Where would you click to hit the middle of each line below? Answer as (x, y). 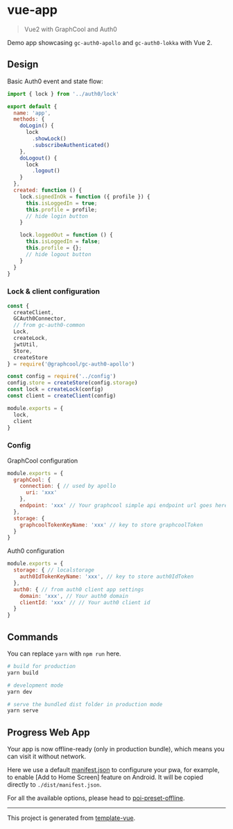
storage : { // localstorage (54, 570)
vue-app (32, 10)
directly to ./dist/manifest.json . (54, 785)
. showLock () (50, 139)
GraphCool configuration (43, 461)
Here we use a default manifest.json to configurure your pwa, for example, (113, 770)
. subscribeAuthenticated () (71, 145)
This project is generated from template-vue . (71, 818)
